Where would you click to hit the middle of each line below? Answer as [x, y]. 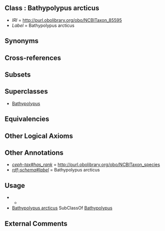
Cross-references [33, 58]
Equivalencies [27, 119]
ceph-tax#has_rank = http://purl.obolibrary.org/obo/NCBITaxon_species [86, 165]
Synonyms [22, 41]
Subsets [18, 75]
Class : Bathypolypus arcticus [52, 8]
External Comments [36, 223]
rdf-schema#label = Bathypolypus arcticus [56, 170]
